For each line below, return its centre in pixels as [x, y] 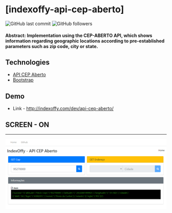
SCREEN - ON [27, 125]
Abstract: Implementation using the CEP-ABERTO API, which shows [79, 35]
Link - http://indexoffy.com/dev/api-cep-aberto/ [63, 109]
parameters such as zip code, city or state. [52, 46]
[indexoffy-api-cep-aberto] [65, 9]
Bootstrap [23, 80]
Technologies [28, 62]
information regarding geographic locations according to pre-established [85, 41]
